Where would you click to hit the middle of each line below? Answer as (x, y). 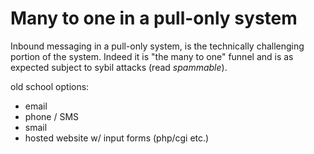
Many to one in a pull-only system (154, 18)
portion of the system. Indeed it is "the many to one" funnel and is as (152, 56)
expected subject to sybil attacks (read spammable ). (119, 67)
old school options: (50, 86)
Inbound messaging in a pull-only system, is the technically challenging (157, 46)
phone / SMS (52, 116)
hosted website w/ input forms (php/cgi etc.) (117, 138)
